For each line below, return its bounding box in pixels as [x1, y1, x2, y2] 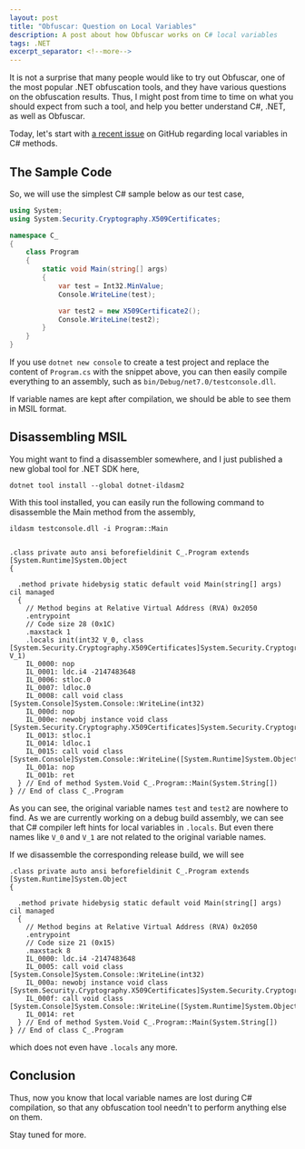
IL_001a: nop [25, 763, 75, 772]
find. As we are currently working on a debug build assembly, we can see [9, 812, 284, 823]
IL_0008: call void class [25, 691, 124, 700]
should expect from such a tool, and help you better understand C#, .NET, [9, 101, 286, 112]
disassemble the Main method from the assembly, [9, 506, 196, 517]
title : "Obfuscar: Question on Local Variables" [9, 22, 197, 31]
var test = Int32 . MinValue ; [57, 281, 165, 291]
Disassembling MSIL [9, 429, 128, 445]
